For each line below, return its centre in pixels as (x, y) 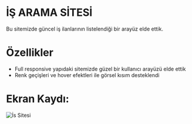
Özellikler (30, 53)
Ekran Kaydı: (38, 99)
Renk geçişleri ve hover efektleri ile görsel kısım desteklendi (87, 75)
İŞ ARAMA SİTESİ (49, 13)
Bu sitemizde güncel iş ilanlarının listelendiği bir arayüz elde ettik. (85, 29)
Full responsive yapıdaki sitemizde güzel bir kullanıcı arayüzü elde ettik (100, 69)
